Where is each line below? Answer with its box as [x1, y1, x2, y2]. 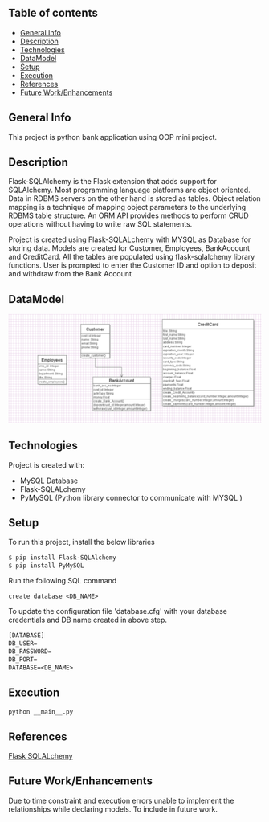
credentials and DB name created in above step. [8, 615, 167, 625]
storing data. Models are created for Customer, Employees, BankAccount [8, 243, 251, 253]
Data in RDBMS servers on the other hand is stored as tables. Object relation [8, 194, 261, 203]
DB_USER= [8, 640, 38, 648]
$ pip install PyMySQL [8, 562, 84, 570]
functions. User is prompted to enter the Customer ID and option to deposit [8, 260, 257, 270]
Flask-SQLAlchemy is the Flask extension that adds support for [8, 177, 217, 186]
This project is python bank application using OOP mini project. [8, 132, 218, 141]
